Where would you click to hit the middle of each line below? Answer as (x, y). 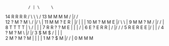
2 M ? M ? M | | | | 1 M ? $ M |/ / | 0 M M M (49, 38)
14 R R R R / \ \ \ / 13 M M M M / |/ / (42, 17)
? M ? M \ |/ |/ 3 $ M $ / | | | (34, 33)
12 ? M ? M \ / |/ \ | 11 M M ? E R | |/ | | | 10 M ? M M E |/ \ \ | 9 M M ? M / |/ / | (85, 22)
